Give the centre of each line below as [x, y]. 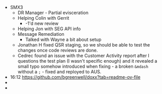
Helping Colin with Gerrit [43, 18]
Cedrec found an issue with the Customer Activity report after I [84, 56]
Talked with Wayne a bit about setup [63, 39]
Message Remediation [41, 34]
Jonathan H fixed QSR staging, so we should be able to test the [84, 45]
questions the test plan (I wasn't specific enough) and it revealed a [87, 61]
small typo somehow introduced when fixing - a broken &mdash [83, 66]
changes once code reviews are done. [58, 50]
